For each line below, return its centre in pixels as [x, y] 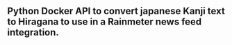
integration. [33, 32]
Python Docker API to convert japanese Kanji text [116, 11]
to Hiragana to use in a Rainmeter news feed [105, 22]
